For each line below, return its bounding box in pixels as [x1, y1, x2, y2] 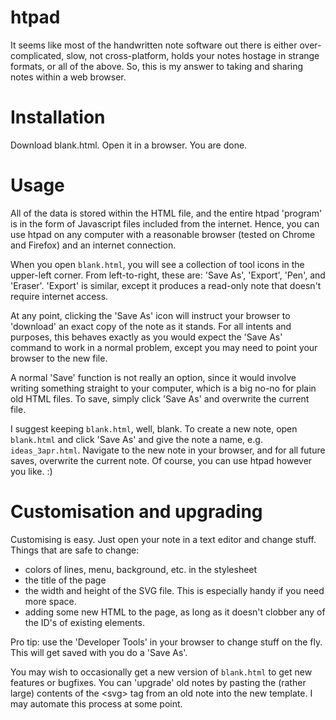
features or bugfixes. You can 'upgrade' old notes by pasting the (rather [10, 676, 307, 688]
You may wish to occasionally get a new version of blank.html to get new [10, 666, 313, 678]
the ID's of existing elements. [24, 616, 145, 628]
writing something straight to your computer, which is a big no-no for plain [10, 382, 317, 394]
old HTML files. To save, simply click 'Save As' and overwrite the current [10, 392, 310, 405]
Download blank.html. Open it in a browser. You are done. [10, 139, 248, 151]
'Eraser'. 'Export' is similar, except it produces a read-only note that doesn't [10, 279, 322, 291]
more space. [24, 595, 77, 607]
